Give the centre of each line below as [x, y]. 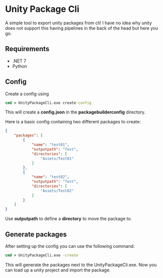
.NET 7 [19, 61]
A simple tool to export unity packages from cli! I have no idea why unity [79, 23]
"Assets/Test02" [57, 191]
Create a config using [27, 94]
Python [20, 66]
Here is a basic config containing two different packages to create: [73, 122]
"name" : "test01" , [50, 145]
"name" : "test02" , [50, 177]
